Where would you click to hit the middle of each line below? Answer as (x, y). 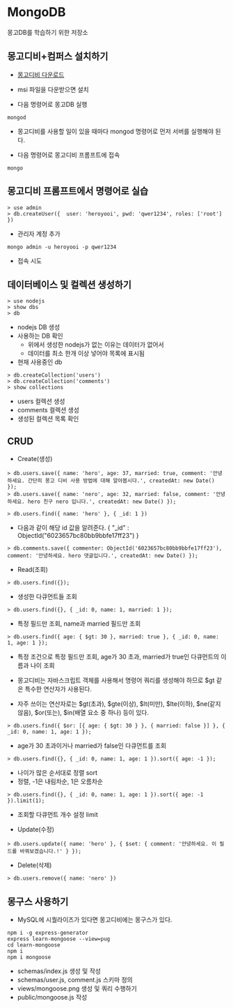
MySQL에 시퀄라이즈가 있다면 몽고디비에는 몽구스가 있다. (95, 919)
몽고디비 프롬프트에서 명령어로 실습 (78, 191)
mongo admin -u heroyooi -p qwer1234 (62, 247)
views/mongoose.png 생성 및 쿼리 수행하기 (77, 988)
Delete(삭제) (34, 865)
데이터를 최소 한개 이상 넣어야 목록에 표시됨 (86, 354)
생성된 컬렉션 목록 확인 (48, 419)
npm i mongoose (29, 957)
